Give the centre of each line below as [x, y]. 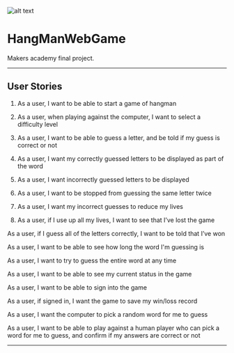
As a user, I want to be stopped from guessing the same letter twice [115, 193]
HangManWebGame [67, 39]
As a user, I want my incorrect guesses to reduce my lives [100, 206]
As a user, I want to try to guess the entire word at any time [92, 260]
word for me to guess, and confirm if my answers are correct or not [104, 335]
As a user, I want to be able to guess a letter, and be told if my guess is [119, 138]
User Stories [35, 87]
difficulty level [37, 124]
